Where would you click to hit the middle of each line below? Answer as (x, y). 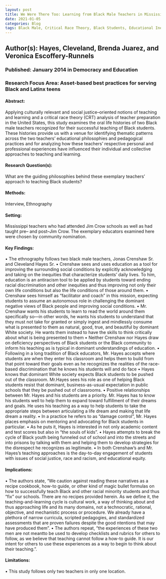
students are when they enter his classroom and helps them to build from (80, 359)
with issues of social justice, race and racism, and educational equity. (76, 458)
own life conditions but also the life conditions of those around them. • (77, 290)
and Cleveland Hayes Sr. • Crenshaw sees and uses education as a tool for (82, 264)
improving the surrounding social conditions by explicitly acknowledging (79, 269)
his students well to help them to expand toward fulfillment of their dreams (81, 401)
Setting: (14, 215)
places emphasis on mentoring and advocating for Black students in (74, 422)
